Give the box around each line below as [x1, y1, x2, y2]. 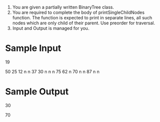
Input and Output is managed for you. [12, 25, 90, 31]
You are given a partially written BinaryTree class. [12, 4, 114, 10]
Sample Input [5, 43, 61, 54]
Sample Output [5, 86, 69, 97]
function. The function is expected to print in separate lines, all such [12, 15, 153, 20]
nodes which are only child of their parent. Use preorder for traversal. [12, 20, 156, 26]
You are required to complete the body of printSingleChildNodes [12, 9, 145, 15]
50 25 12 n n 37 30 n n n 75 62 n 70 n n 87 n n [5, 68, 100, 74]
